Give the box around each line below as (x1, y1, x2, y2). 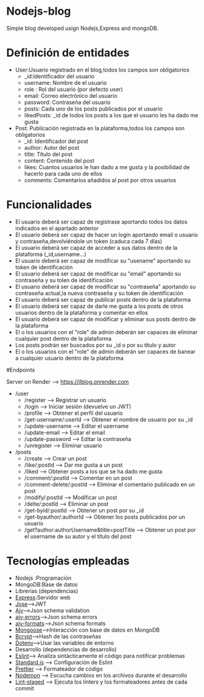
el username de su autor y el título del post (24, 533, 132, 540)
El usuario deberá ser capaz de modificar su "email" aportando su (15, 270, 181, 277)
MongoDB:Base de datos (15, 580, 78, 588)
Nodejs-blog (6, 4, 71, 18)
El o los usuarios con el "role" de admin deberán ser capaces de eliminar (15, 328, 198, 335)
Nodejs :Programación (15, 574, 72, 582)
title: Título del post (24, 150, 73, 158)
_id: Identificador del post (24, 137, 88, 145)
